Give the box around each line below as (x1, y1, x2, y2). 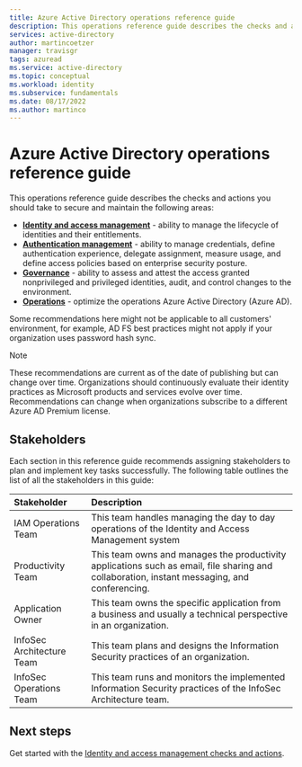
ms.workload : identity (9, 80, 94, 89)
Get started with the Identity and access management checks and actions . (9, 747, 285, 758)
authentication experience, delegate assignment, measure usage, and (22, 248, 281, 259)
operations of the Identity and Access (91, 522, 250, 535)
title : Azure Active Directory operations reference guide (9, 13, 235, 22)
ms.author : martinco (9, 105, 87, 114)
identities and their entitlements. (22, 229, 142, 240)
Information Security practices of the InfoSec (91, 682, 281, 694)
